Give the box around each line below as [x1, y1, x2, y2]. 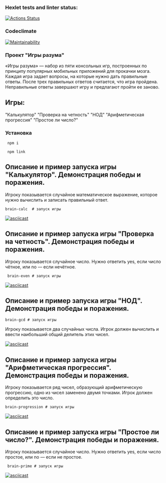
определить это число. [5, 395, 54, 401]
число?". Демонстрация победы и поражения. [5, 435, 159, 444]
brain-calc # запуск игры [5, 206, 61, 212]
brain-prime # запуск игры [7, 464, 64, 469]
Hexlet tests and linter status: [5, 4, 78, 11]
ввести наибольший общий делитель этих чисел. [5, 332, 110, 338]
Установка [5, 129, 32, 136]
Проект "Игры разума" [5, 51, 65, 58]
